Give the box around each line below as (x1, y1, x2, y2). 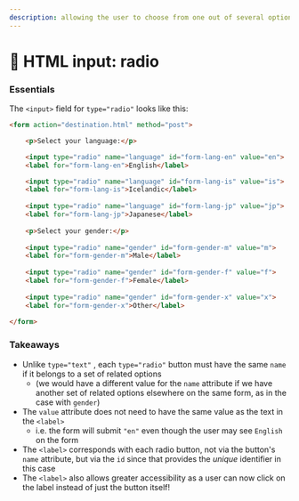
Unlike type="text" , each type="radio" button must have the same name (21, 359, 287, 369)
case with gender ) (35, 397, 101, 408)
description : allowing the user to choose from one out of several (9, 12, 265, 22)
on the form (35, 434, 79, 445)
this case (21, 463, 56, 473)
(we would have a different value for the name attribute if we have (35, 377, 273, 388)
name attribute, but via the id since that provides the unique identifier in (21, 453, 282, 464)
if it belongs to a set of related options (21, 368, 162, 379)
